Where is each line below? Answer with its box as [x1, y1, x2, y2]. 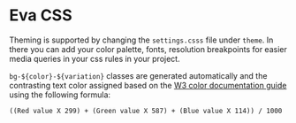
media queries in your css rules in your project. [9, 53, 180, 64]
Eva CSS [9, 5, 72, 26]
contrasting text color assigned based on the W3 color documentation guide [9, 80, 287, 90]
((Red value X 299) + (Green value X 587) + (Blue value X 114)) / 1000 [9, 106, 283, 115]
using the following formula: [9, 89, 111, 100]
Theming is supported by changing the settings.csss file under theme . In [9, 35, 274, 45]
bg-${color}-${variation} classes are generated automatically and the [9, 70, 268, 81]
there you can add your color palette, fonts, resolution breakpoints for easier [9, 43, 287, 54]
